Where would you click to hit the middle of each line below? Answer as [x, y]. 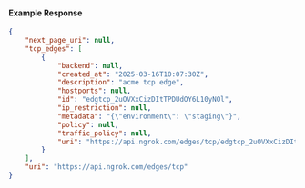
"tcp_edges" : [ [54, 49]
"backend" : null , [90, 65]
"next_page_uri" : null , [70, 41]
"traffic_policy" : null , [104, 133]
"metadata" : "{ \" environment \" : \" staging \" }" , [149, 116]
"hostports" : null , [94, 91]
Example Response [46, 13]
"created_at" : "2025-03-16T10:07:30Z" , [132, 74]
